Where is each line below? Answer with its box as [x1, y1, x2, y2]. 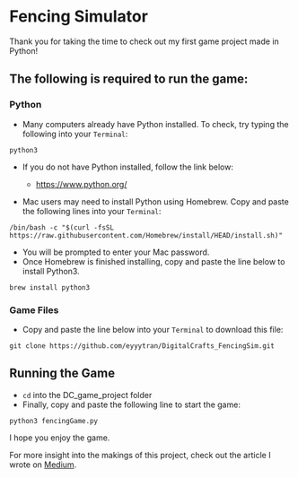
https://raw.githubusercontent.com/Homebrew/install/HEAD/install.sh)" [9, 230, 283, 239]
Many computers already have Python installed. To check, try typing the [22, 118, 289, 129]
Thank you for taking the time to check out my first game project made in [9, 36, 280, 47]
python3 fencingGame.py [9, 416, 99, 425]
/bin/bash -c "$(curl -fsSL [9, 222, 115, 232]
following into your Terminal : [22, 128, 128, 139]
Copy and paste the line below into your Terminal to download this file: [22, 324, 284, 335]
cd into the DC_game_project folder [22, 389, 153, 400]
